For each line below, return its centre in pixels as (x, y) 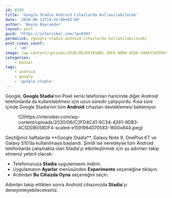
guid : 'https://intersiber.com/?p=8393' (49, 34)
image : (12, 53)
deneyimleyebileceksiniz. (32, 190)
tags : (11, 67)
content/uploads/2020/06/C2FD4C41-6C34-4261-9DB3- (79, 122)
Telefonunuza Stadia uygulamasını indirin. (57, 164)
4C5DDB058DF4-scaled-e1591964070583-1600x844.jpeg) (81, 127)
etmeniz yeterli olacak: (29, 153)
